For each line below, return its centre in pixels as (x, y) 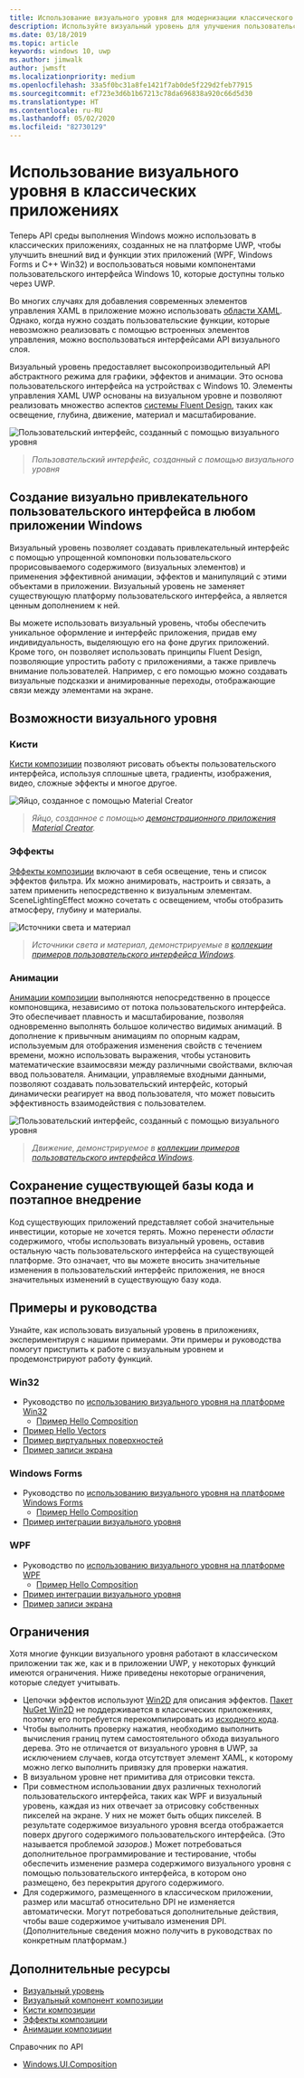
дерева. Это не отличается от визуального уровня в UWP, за (140, 1749)
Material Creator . (63, 828)
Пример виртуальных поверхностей (93, 1440)
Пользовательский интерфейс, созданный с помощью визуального (162, 459)
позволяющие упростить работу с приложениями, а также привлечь (143, 661)
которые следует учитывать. (65, 1682)
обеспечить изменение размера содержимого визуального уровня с (157, 1864)
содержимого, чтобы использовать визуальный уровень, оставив (137, 1241)
